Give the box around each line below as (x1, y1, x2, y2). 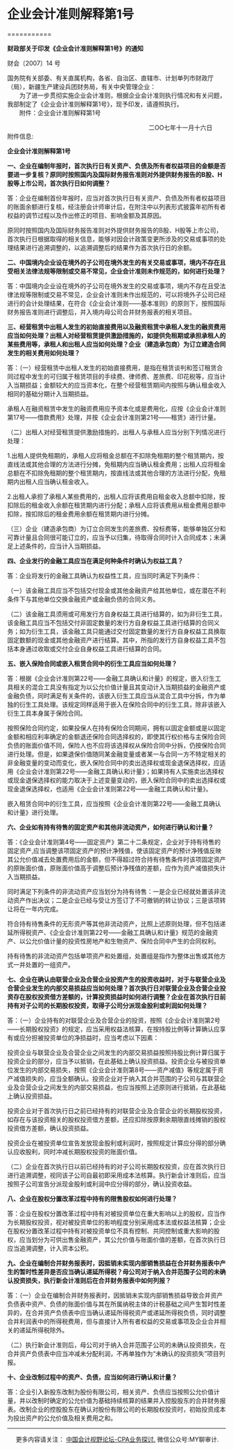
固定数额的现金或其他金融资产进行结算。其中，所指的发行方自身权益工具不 (7, 636, 220, 644)
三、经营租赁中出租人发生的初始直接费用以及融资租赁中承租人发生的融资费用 (7, 322, 226, 331)
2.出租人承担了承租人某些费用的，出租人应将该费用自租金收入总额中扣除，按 (7, 492, 225, 501)
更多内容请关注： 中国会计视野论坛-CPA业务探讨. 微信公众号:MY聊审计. (15, 1435, 220, 1443)
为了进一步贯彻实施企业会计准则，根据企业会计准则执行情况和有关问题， (19, 91, 226, 100)
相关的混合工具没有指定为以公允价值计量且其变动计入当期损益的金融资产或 (12, 683, 226, 691)
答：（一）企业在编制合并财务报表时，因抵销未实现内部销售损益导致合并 (7, 1291, 211, 1299)
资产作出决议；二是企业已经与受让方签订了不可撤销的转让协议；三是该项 (12, 896, 220, 904)
